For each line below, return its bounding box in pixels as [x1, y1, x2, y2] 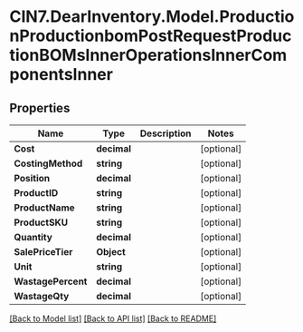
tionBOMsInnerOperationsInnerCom [9, 45, 288, 65]
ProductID [14, 187, 59, 199]
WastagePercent [14, 275, 88, 288]
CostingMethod [14, 157, 83, 170]
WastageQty [14, 290, 70, 302]
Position [14, 172, 51, 184]
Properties [9, 100, 71, 115]
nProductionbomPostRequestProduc [9, 25, 292, 46]
